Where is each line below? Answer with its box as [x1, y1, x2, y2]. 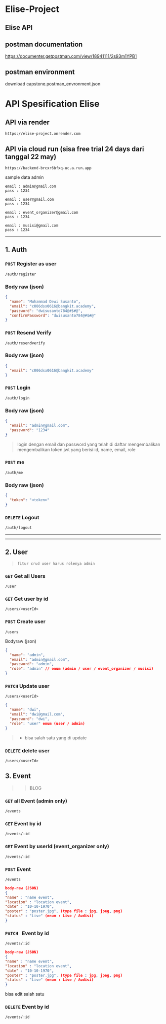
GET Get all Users [5, 572, 45, 579]
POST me [5, 459, 25, 466]
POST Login [5, 384, 31, 391]
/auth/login [5, 395, 30, 400]
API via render [5, 118, 50, 126]
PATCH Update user [5, 682, 50, 689]
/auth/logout [5, 525, 32, 530]
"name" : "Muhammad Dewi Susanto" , [9, 299, 81, 304]
